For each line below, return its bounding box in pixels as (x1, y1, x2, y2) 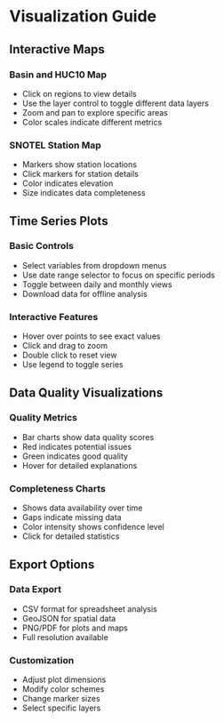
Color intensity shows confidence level (21, 522, 164, 533)
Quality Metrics (9, 412, 78, 424)
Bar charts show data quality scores (21, 431, 155, 442)
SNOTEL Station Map (9, 139, 102, 151)
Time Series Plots (9, 213, 108, 229)
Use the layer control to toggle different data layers (21, 98, 209, 108)
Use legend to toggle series (21, 359, 124, 370)
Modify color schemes (21, 684, 105, 694)
